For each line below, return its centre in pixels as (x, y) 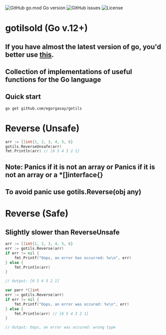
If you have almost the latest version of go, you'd (83, 47)
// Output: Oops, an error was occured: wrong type (60, 327)
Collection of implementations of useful (69, 71)
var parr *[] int (22, 290)
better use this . (30, 55)
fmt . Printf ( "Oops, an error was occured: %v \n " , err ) (72, 304)
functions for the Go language (53, 79)
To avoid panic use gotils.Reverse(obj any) (73, 192)
